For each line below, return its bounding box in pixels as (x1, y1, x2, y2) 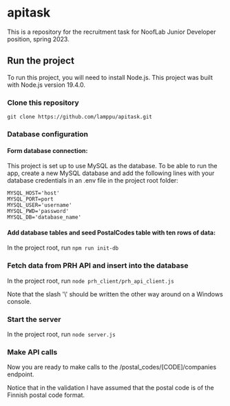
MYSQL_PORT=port (7, 196, 54, 203)
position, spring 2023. (7, 34, 70, 43)
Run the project (7, 55, 74, 67)
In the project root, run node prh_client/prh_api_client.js (7, 276, 174, 285)
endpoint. (7, 370, 34, 378)
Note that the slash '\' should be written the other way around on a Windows (7, 290, 224, 298)
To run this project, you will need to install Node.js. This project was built (7, 73, 213, 81)
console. (7, 297, 32, 305)
